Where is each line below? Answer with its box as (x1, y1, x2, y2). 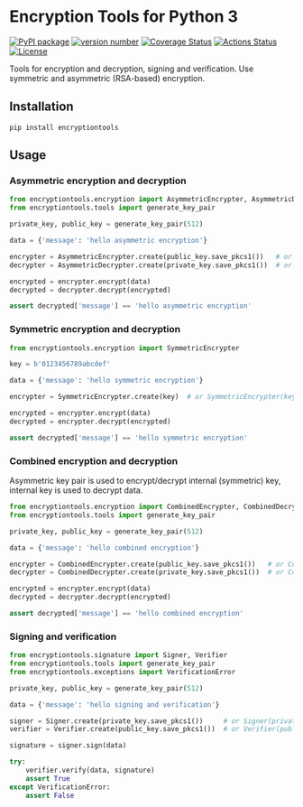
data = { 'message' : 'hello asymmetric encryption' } (9, 237, 207, 246)
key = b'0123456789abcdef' (9, 359, 111, 369)
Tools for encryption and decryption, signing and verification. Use (9, 63, 254, 74)
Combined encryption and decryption (9, 454, 179, 467)
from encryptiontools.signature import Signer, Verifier (9, 651, 228, 660)
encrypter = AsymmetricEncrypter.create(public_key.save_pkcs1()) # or (9, 252, 293, 261)
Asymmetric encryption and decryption (9, 174, 187, 187)
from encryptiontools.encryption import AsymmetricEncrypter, (9, 195, 248, 204)
